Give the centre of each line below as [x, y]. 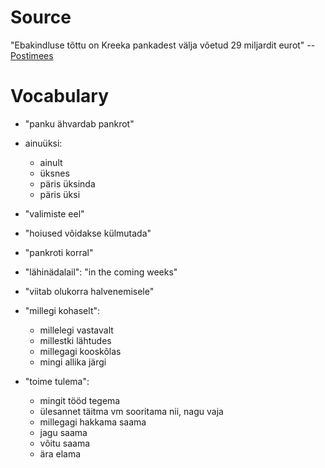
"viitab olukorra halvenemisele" [89, 291]
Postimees [32, 55]
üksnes [54, 173]
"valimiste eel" [54, 213]
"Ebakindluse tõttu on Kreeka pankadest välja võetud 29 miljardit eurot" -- [163, 45]
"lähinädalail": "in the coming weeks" [101, 272]
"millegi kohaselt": [62, 310]
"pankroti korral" [59, 252]
